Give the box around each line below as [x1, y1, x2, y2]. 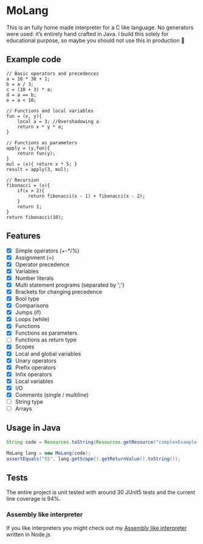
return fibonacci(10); [6, 214, 64, 220]
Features [6, 231, 41, 241]
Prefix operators [15, 363, 56, 371]
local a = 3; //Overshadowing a [17, 118, 99, 125]
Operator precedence [15, 260, 70, 268]
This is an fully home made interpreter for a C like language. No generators [6, 24, 194, 31]
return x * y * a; [17, 124, 64, 130]
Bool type [15, 295, 40, 302]
